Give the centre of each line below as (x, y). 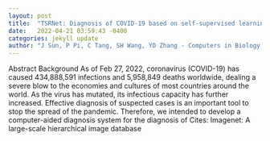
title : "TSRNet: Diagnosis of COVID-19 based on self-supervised (122, 23)
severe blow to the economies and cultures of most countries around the (129, 86)
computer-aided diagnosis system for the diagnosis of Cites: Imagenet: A (129, 120)
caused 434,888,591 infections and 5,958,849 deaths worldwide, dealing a (132, 77)
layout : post (30, 16)
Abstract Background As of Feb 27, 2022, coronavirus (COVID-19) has (124, 68)
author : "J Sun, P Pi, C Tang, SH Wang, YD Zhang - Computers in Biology (135, 46)
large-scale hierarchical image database (75, 129)
